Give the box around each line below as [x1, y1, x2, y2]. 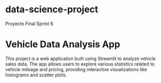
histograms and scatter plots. [5, 72, 67, 78]
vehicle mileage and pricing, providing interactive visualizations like [5, 66, 147, 72]
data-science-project [5, 4, 99, 15]
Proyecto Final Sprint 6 [5, 20, 54, 27]
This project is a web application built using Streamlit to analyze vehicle [5, 55, 156, 61]
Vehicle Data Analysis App [5, 38, 121, 50]
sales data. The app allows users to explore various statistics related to [5, 60, 155, 67]
